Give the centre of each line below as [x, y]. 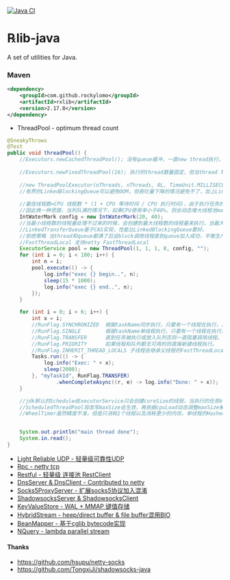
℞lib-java [34, 38]
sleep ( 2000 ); [62, 370]
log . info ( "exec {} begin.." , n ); [91, 274]
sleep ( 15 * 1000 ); [70, 280]
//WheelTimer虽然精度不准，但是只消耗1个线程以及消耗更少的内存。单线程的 [113, 414]
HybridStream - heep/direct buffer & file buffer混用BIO [94, 515]
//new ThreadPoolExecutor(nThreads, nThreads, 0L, [93, 185]
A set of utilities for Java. [42, 57]
